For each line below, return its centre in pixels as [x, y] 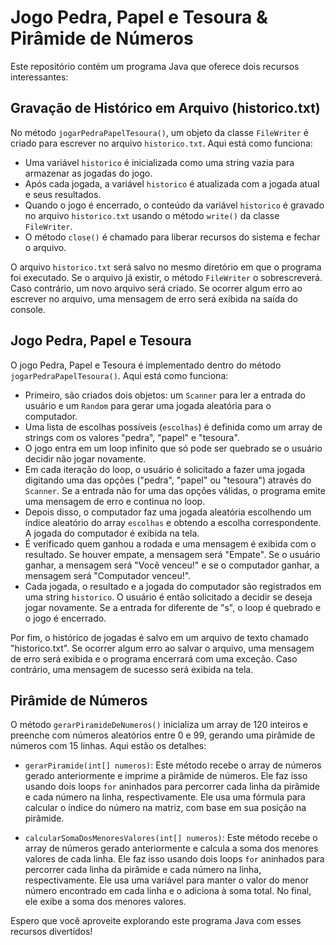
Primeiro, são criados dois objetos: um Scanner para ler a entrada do [165, 395]
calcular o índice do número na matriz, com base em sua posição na [165, 808]
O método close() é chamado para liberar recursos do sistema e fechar [172, 237]
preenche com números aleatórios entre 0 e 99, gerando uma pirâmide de [163, 735]
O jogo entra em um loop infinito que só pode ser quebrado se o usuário [173, 448]
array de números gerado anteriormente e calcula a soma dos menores [171, 848]
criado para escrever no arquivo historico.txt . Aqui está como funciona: [161, 143]
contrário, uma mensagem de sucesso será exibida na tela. [132, 669]
